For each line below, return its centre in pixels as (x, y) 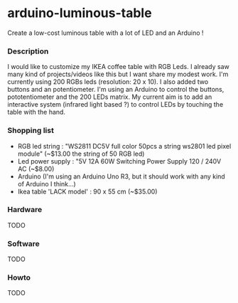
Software (24, 243)
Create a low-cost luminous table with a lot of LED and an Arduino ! (106, 33)
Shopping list (31, 131)
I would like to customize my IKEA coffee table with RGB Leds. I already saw (118, 67)
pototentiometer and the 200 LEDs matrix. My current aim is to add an (110, 97)
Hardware (25, 210)
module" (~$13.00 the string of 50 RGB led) (81, 154)
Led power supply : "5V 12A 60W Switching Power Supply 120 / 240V (119, 161)
